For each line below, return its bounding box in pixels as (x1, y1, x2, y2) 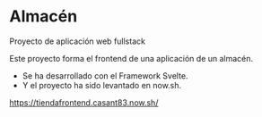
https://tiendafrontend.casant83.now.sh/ (9, 96, 159, 108)
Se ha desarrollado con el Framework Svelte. (22, 70, 188, 81)
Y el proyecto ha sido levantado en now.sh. (22, 79, 182, 90)
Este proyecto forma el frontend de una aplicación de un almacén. (9, 53, 254, 63)
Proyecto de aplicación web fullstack (9, 36, 146, 46)
